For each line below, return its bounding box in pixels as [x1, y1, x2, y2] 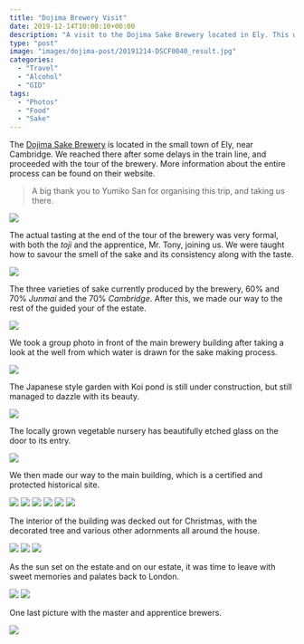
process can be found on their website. [9, 168, 156, 179]
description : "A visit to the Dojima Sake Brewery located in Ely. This [9, 30, 290, 39]
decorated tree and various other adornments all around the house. [9, 525, 261, 536]
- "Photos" [17, 97, 59, 107]
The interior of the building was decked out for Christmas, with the [9, 515, 258, 526]
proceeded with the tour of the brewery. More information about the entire [9, 159, 286, 169]
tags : [9, 89, 30, 98]
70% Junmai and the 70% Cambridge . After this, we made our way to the [9, 293, 283, 304]
